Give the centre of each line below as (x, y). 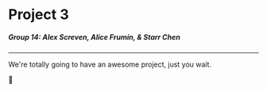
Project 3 (39, 15)
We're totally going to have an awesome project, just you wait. (110, 64)
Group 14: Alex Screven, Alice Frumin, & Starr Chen (94, 36)
